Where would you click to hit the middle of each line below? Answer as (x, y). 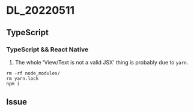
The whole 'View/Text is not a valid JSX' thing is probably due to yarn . (102, 62)
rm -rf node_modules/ (33, 73)
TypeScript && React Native (47, 50)
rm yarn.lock (23, 78)
